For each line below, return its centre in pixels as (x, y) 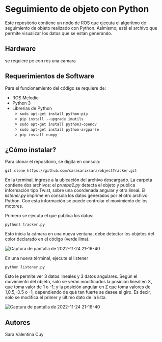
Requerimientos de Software (50, 76)
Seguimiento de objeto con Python (77, 9)
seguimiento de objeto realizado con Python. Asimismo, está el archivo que (81, 28)
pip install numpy (38, 135)
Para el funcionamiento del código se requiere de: (56, 88)
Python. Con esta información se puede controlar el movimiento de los (76, 201)
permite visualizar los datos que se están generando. (59, 33)
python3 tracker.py (25, 225)
